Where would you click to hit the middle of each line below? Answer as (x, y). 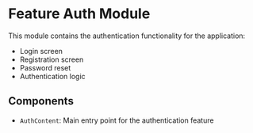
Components (41, 101)
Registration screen (52, 59)
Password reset (45, 67)
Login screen (41, 51)
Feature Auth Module (79, 14)
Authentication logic (52, 76)
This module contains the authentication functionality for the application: (127, 36)
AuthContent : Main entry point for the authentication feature (117, 120)
